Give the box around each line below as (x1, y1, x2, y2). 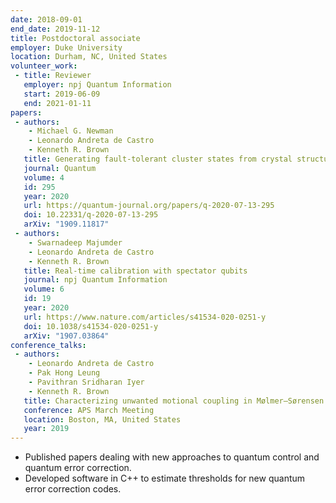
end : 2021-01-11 (23, 98, 92, 108)
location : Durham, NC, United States (10, 52, 168, 62)
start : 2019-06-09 (23, 89, 101, 99)
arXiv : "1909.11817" (23, 219, 110, 230)
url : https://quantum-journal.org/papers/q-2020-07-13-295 (23, 201, 275, 211)
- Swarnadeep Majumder (28, 237, 123, 248)
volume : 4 (23, 172, 65, 183)
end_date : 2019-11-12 (10, 24, 101, 34)
